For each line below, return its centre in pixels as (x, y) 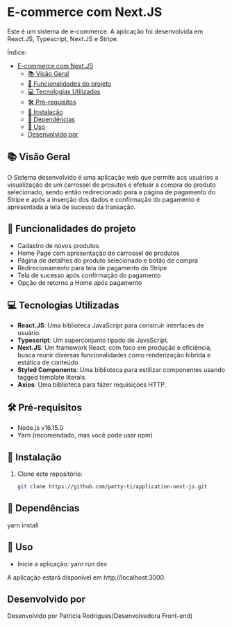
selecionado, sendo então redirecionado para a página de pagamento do (111, 192)
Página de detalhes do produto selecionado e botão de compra (108, 260)
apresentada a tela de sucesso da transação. (72, 207)
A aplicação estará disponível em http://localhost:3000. (86, 577)
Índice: (17, 52)
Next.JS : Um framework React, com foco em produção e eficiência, (114, 348)
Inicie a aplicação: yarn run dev (62, 564)
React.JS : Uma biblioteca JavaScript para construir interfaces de (110, 325)
